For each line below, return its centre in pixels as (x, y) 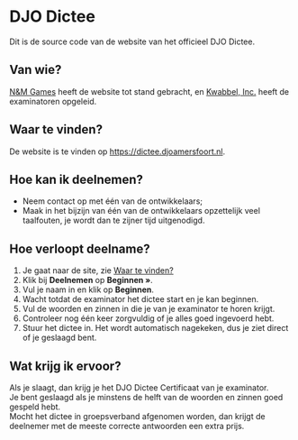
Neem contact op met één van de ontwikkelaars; (112, 201)
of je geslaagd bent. (59, 338)
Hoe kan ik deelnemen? (77, 179)
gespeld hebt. (35, 407)
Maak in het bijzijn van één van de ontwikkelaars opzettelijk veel (141, 211)
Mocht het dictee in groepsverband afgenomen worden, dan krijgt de (137, 416)
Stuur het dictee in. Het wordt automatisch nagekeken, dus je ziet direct (155, 328)
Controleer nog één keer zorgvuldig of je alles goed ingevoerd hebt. (148, 318)
